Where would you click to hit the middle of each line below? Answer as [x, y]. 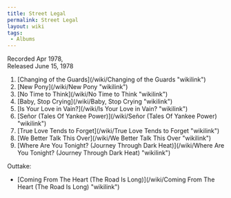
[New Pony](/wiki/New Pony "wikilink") [72, 87]
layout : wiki [26, 26]
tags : [15, 33]
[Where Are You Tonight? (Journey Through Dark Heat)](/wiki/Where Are [121, 146]
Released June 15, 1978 [40, 66]
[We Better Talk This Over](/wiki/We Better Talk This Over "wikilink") [114, 138]
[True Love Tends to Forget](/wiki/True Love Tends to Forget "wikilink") [118, 131]
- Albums [23, 39]
